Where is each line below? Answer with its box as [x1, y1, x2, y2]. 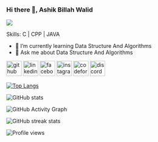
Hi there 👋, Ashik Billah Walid [6, 5, 93, 14]
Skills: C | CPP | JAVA [6, 30, 60, 38]
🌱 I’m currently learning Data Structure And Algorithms [15, 42, 152, 50]
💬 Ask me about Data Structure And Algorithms [15, 49, 133, 56]
